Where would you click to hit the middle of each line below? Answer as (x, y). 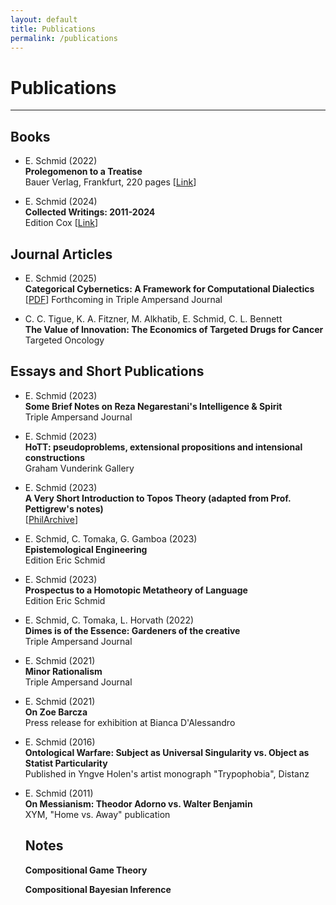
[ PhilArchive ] (51, 519)
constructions (55, 457)
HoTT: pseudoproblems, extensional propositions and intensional (163, 447)
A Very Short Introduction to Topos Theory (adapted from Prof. (158, 498)
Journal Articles (61, 254)
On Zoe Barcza (56, 712)
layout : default (44, 19)
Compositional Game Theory (86, 870)
